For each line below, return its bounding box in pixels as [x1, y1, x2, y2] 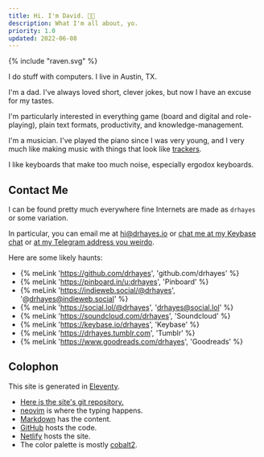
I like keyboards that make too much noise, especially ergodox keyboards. [8, 160, 254, 170]
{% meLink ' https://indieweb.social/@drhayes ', [19, 286, 175, 295]
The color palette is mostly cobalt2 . [19, 439, 138, 449]
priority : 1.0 [8, 27, 56, 35]
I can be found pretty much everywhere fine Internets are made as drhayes [8, 204, 256, 214]
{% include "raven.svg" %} [8, 56, 98, 66]
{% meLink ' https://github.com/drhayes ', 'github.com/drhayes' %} [19, 269, 240, 278]
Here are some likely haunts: [8, 253, 103, 262]
